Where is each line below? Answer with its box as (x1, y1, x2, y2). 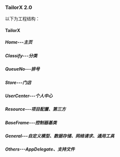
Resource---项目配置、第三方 (5, 106, 66, 112)
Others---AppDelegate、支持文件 (5, 146, 75, 152)
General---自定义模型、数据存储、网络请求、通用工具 (5, 133, 115, 139)
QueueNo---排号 (5, 66, 40, 72)
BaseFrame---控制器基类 (5, 119, 57, 125)
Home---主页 (5, 39, 33, 45)
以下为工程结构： (5, 16, 40, 22)
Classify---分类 (5, 52, 38, 58)
